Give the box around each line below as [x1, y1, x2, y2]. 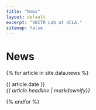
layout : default [6, 14, 46, 20]
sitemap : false [6, 25, 43, 31]
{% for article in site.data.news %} [6, 70, 89, 77]
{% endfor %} [6, 98, 40, 105]
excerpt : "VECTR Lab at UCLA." [6, 19, 83, 25]
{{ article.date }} [6, 81, 45, 88]
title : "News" [6, 8, 41, 15]
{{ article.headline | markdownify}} [6, 87, 91, 94]
